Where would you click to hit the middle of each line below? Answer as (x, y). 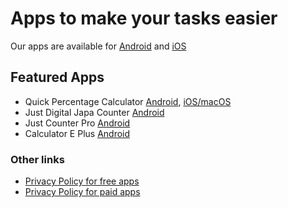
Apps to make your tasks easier (144, 18)
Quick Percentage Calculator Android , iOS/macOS (128, 101)
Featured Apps (57, 77)
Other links (37, 159)
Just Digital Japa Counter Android (94, 112)
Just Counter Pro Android (77, 123)
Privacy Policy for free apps (82, 181)
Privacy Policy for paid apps (82, 192)
